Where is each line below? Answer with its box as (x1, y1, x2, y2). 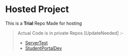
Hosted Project (5, 4, 69, 15)
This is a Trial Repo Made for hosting (5, 20, 82, 26)
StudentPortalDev (25, 45, 62, 51)
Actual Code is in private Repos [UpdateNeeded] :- (17, 30, 123, 36)
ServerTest (25, 39, 48, 46)
